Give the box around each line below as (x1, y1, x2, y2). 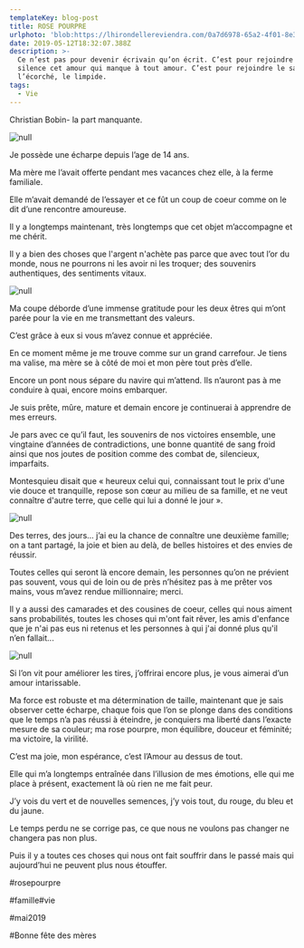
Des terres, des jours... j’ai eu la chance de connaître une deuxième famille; (9, 529, 290, 540)
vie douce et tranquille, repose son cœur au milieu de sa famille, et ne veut (9, 485, 288, 496)
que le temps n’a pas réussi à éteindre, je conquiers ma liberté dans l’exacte (9, 713, 292, 725)
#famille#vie (9, 895, 56, 905)
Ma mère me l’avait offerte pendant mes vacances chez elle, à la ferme (9, 167, 274, 178)
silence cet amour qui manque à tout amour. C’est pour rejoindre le (17, 64, 285, 73)
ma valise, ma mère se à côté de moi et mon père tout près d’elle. (9, 357, 253, 368)
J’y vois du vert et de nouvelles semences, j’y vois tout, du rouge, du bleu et (9, 795, 294, 807)
